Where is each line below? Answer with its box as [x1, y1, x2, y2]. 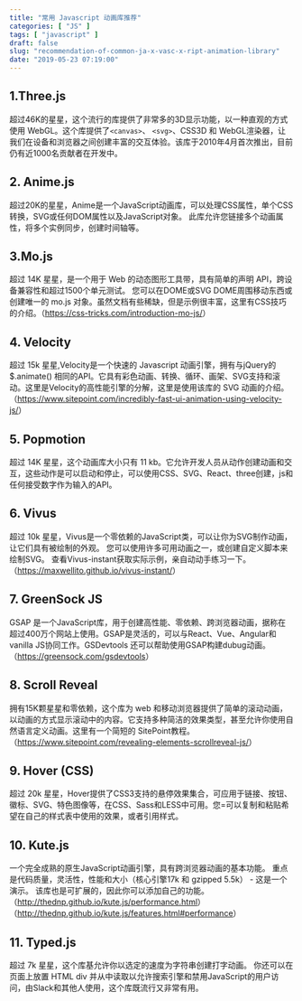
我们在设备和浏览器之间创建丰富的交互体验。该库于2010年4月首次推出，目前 [9, 136, 293, 147]
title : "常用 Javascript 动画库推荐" [9, 13, 142, 23]
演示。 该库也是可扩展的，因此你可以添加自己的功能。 [9, 885, 209, 896]
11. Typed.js [9, 934, 77, 950]
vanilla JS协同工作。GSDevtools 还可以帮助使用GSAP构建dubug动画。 [9, 639, 270, 650]
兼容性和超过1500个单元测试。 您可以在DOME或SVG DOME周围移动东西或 [16, 285, 293, 296]
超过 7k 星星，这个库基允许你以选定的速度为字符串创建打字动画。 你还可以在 [9, 959, 294, 970]
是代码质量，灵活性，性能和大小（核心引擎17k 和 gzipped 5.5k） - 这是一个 [9, 874, 288, 885]
